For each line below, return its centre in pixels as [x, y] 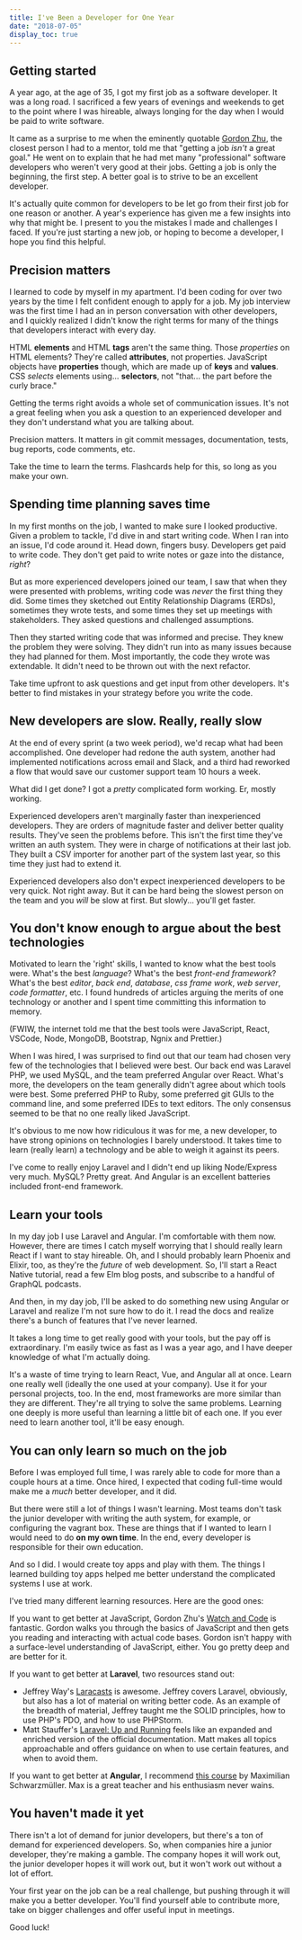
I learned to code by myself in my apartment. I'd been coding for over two [146, 292]
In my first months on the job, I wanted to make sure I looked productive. [143, 526]
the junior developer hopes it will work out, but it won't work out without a [146, 1864]
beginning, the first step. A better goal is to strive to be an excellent [134, 177]
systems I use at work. [51, 1584]
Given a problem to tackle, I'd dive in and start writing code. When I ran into [149, 535]
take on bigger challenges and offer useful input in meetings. [122, 1909]
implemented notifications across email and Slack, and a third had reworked [150, 761]
